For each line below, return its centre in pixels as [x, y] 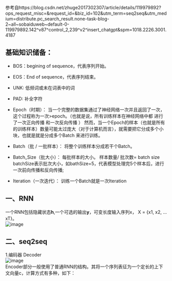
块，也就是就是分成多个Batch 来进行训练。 [58, 135]
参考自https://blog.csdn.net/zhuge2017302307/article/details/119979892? [83, 7]
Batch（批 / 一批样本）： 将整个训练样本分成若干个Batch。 [74, 146]
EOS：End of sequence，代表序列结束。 [55, 77]
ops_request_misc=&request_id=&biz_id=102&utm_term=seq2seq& [76, 13]
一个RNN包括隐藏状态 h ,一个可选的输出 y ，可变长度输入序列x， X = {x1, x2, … [86, 212]
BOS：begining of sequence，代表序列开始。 [61, 66]
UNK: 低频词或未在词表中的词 [44, 88]
